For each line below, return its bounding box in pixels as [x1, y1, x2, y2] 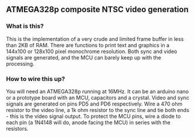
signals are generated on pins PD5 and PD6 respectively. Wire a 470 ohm [6, 100, 183, 107]
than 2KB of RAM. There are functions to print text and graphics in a [6, 41, 170, 48]
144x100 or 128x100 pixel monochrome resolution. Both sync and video [6, 48, 177, 55]
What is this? [6, 22, 44, 30]
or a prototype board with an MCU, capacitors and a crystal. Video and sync [6, 94, 190, 101]
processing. [6, 60, 35, 67]
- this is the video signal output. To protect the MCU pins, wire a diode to [6, 113, 181, 120]
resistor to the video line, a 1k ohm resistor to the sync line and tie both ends [6, 106, 190, 113]
